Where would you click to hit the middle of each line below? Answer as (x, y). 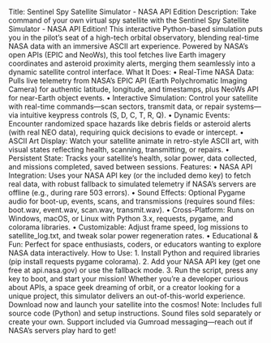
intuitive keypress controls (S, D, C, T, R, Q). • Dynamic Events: (125, 115)
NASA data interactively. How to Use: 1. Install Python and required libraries (134, 253)
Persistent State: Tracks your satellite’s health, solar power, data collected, (133, 158)
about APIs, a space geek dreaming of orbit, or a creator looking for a (125, 287)
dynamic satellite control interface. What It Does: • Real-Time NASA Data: (131, 72)
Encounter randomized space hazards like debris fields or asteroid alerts (130, 124)
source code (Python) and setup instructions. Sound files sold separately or (135, 313)
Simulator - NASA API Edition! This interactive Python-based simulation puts (136, 29)
